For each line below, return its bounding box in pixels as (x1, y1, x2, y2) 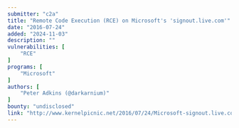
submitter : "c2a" (7, 10, 59, 18)
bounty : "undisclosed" (7, 103, 75, 110)
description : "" (7, 37, 55, 44)
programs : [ (7, 63, 43, 70)
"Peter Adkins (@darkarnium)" (20, 90, 110, 97)
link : (7, 110, 23, 117)
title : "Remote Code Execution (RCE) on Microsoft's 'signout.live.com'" (7, 17, 231, 24)
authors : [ (7, 83, 40, 90)
